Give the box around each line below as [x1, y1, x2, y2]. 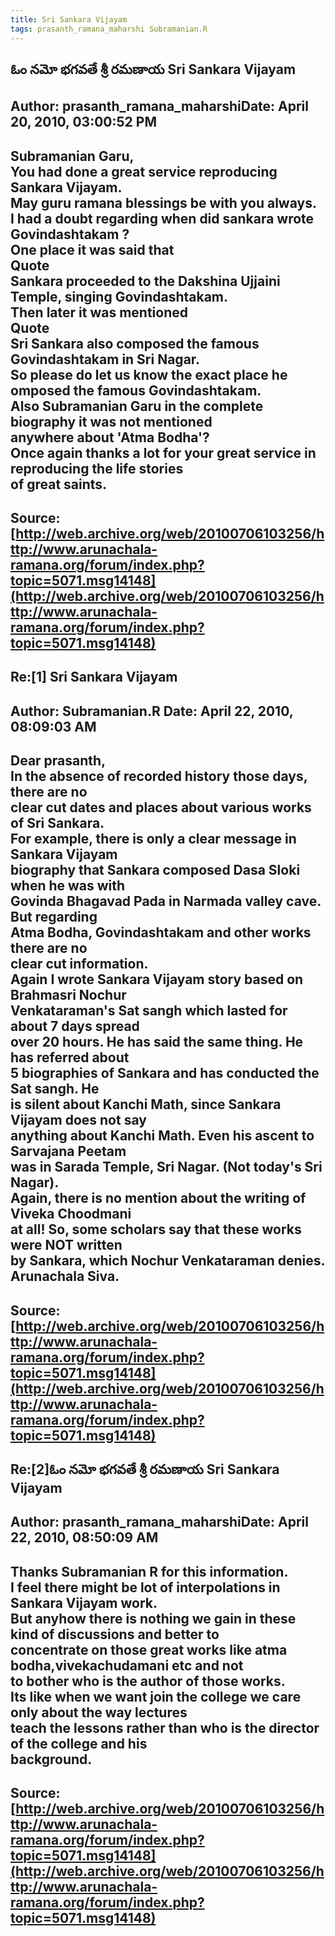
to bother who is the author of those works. [10, 1672, 286, 1690]
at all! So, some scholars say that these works [10, 1221, 302, 1238]
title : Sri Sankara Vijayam [10, 14, 128, 25]
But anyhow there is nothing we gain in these [10, 1610, 297, 1627]
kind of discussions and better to [10, 1626, 220, 1643]
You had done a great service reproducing [10, 163, 278, 180]
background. [10, 1751, 93, 1768]
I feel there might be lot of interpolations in [10, 1579, 281, 1596]
